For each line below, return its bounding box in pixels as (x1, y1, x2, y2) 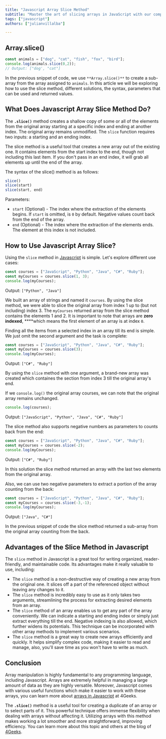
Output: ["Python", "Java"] (5, 287, 62, 293)
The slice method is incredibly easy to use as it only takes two (12, 592, 141, 598)
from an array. (12, 603, 41, 609)
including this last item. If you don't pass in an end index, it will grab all (5, 154, 149, 160)
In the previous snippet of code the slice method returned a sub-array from (5, 523, 158, 529)
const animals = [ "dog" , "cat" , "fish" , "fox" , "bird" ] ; (5, 57, 125, 62)
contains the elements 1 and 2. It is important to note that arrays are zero (5, 312, 153, 319)
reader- (144, 556, 160, 562)
